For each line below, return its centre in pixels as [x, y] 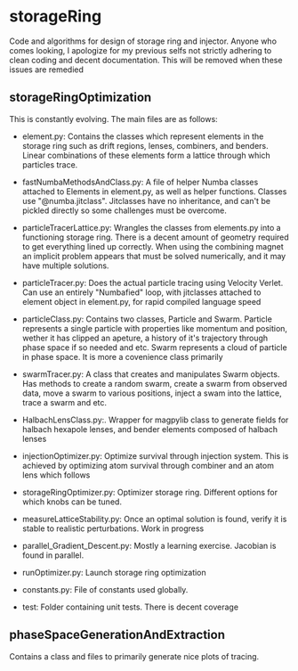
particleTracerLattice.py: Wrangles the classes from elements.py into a [152, 227]
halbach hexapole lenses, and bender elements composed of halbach [150, 429]
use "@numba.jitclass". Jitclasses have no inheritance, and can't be [146, 200]
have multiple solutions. [65, 266]
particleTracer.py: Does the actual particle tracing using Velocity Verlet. [153, 282]
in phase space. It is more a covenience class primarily [123, 356]
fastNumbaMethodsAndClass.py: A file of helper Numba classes [140, 182]
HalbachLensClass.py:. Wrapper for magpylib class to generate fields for [155, 420]
